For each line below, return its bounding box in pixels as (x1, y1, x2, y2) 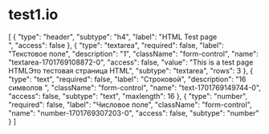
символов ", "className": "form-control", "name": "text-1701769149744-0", (8, 82, 261, 93)
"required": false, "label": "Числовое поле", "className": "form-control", (8, 100, 252, 109)
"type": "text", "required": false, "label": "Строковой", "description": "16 (8, 74, 247, 84)
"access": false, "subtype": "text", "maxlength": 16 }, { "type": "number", (8, 91, 247, 100)
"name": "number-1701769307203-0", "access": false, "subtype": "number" (8, 108, 259, 117)
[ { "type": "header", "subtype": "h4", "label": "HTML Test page (8, 32, 218, 41)
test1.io (8, 6, 59, 24)
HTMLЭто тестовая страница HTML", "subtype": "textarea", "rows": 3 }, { (8, 65, 254, 75)
